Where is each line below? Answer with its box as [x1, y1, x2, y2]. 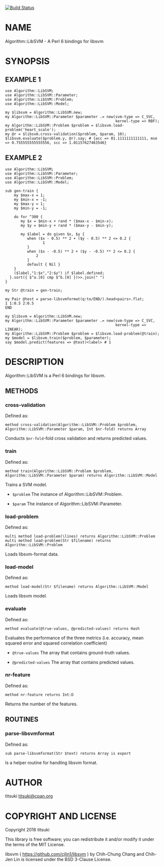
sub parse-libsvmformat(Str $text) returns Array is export [5, 751, 131, 756]
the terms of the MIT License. [5, 842, 65, 848]
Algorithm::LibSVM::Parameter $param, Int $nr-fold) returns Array [5, 427, 147, 432]
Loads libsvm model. [5, 593, 47, 599]
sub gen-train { [5, 188, 38, 193]
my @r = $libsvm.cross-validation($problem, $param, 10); [5, 131, 127, 136]
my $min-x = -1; [14, 197, 48, 202]
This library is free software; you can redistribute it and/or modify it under [5, 836, 155, 842]
